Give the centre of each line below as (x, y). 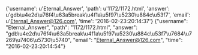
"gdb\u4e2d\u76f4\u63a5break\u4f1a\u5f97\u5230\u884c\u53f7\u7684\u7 (99, 34)
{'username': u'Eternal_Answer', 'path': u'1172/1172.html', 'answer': (88, 9)
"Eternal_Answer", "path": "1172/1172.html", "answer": (72, 27)
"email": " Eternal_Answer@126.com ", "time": (128, 40)
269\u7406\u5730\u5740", (39, 40)
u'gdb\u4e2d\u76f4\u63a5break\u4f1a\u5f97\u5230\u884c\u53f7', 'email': (98, 15)
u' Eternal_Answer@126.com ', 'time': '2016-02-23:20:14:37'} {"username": (97, 21)
